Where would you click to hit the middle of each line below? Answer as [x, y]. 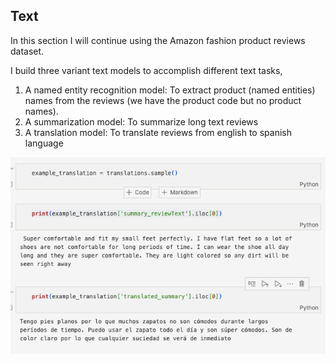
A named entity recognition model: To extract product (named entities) [170, 90]
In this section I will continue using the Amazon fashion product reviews [158, 40]
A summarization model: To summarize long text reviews [141, 121]
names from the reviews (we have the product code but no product [163, 100]
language [44, 143]
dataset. [27, 51]
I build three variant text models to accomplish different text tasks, [146, 70]
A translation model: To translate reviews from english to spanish [158, 132]
